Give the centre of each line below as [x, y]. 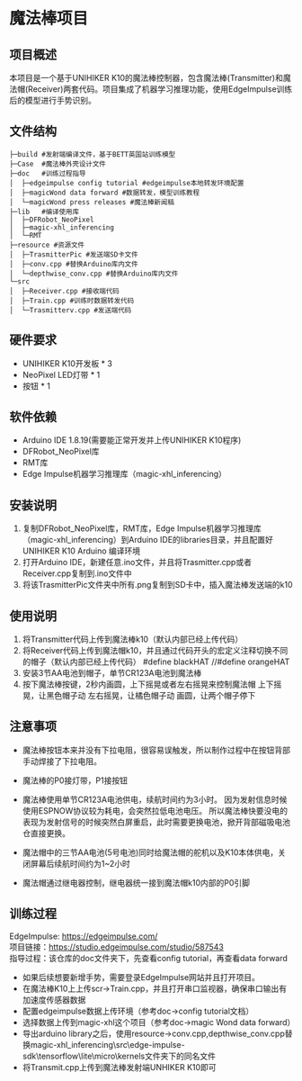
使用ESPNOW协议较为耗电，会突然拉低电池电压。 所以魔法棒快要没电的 [155, 810]
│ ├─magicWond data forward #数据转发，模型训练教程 [105, 193]
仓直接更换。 [46, 833]
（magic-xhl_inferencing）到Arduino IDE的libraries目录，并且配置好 [148, 540]
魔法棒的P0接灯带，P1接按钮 [75, 780]
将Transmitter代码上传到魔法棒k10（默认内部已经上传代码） [133, 639]
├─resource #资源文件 [47, 245]
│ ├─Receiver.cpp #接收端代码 [64, 291]
